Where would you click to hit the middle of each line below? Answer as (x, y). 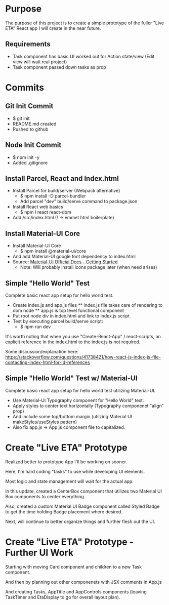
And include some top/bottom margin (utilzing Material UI (72, 416)
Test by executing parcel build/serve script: (58, 321)
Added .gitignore (30, 163)
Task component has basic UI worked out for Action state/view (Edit (83, 56)
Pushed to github (30, 129)
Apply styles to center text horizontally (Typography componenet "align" (88, 406)
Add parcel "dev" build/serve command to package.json (79, 201)
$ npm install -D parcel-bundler (53, 196)
